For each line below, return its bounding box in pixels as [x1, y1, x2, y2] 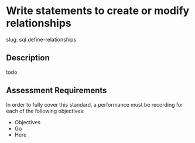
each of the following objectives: [6, 107, 85, 114]
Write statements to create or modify [6, 4, 190, 18]
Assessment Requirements [6, 86, 107, 96]
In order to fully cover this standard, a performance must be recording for [6, 101, 183, 108]
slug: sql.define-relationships [6, 36, 77, 43]
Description [6, 53, 50, 63]
